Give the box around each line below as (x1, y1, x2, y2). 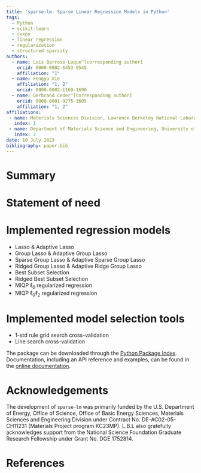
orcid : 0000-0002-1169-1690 (17, 87, 87, 93)
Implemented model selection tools (6, 312, 185, 325)
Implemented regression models (6, 223, 170, 237)
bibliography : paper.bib (6, 142, 68, 149)
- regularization (11, 43, 55, 49)
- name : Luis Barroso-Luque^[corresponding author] (11, 59, 144, 65)
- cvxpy (11, 31, 31, 37)
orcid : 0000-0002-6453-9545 (17, 64, 87, 71)
